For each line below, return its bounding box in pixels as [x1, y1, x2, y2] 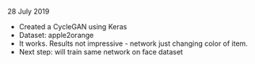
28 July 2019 [7, 7, 50, 16]
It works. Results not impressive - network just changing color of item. [18, 39, 249, 48]
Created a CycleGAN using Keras [18, 22, 127, 31]
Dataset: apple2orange [18, 31, 94, 40]
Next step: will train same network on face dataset [18, 47, 184, 56]
